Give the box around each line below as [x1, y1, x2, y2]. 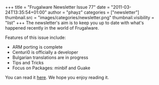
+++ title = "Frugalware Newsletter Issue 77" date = [5, 4, 110, 10]
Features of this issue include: [5, 34, 66, 40]
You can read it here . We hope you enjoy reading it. [5, 75, 109, 80]
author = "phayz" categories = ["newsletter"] [48, 9, 139, 15]
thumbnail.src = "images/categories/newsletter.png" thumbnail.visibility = [5, 15, 155, 20]
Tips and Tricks [12, 60, 44, 65]
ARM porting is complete [12, 44, 63, 50]
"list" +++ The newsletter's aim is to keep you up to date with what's [5, 20, 144, 26]
